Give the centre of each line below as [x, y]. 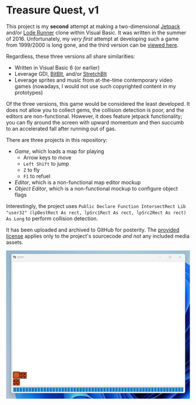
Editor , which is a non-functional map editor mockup [78, 182]
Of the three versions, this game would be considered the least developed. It [98, 103]
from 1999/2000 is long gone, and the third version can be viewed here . [92, 45]
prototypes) [29, 92]
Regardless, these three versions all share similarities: [71, 56]
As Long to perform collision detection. [52, 218]
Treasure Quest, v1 [52, 10]
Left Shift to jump [46, 164]
